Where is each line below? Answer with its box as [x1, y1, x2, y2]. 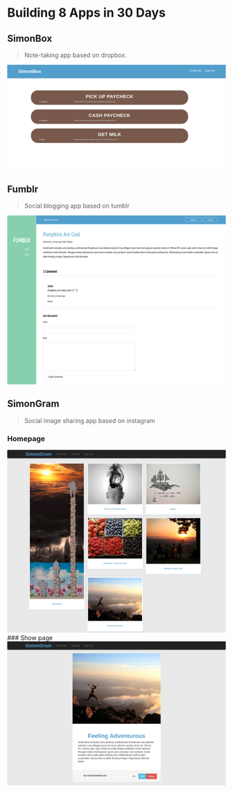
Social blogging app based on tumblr [24, 201, 130, 210]
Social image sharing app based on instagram [24, 416, 155, 424]
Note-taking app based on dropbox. [24, 51, 127, 59]
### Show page [7, 634, 53, 642]
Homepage [7, 434, 45, 443]
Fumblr [7, 183, 39, 195]
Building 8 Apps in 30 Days [7, 5, 166, 21]
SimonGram [7, 398, 60, 410]
